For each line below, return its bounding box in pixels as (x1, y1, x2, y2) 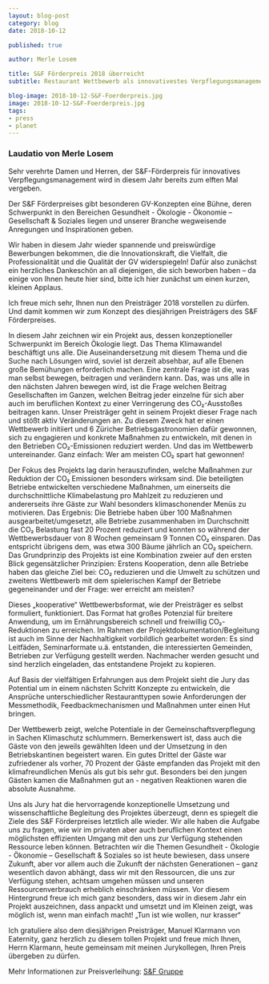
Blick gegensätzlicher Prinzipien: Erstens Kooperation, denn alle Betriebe (8, 558, 249, 568)
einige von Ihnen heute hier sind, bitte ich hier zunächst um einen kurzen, (8, 274, 251, 283)
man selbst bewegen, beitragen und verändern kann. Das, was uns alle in (8, 373, 251, 383)
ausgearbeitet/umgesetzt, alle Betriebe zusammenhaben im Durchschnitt (8, 516, 250, 525)
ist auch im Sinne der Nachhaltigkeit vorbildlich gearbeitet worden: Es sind (8, 633, 254, 643)
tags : (8, 106, 26, 114)
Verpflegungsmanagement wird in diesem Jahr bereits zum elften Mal (8, 175, 239, 184)
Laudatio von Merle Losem (8, 148, 114, 159)
